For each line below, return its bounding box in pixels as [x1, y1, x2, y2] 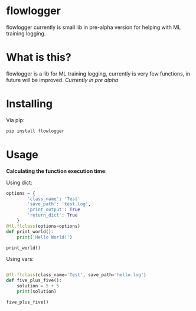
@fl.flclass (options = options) [6, 223, 81, 229]
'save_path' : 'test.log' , [27, 201, 92, 207]
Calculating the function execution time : [6, 167, 107, 175]
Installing [6, 97, 53, 110]
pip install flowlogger [6, 128, 65, 134]
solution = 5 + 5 [17, 283, 60, 289]
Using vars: [6, 256, 34, 263]
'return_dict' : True [27, 212, 78, 218]
